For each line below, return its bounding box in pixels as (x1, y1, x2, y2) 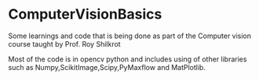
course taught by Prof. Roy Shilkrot (8, 39, 121, 48)
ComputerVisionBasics (8, 5, 162, 23)
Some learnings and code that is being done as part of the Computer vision (8, 31, 252, 40)
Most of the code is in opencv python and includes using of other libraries (8, 54, 247, 64)
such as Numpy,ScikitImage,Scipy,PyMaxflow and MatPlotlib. (8, 62, 206, 71)
